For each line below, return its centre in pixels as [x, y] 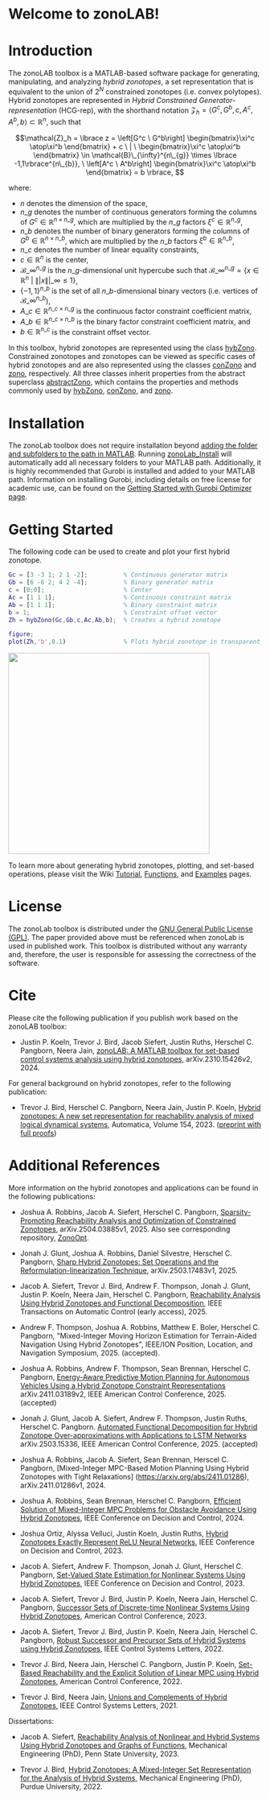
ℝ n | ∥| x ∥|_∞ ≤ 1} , [49, 280]
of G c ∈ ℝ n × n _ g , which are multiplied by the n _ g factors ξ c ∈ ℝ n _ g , [131, 221]
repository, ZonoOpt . [55, 1238]
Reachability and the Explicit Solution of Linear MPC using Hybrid [151, 1673]
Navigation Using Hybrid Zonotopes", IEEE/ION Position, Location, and [136, 1344]
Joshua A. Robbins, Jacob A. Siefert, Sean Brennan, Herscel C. [124, 1460]
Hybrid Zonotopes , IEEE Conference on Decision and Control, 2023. [132, 1583]
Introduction [51, 51]
